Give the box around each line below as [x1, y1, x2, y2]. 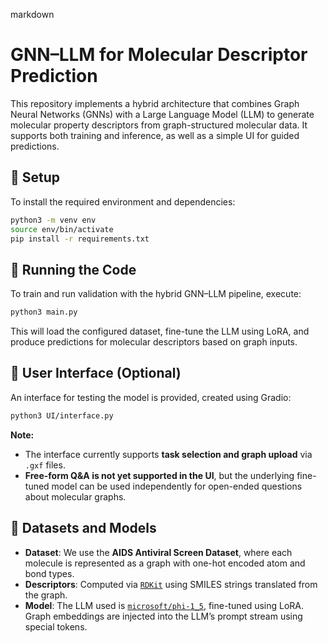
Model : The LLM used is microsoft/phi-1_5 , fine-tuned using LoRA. [24, 599, 305, 611]
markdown [10, 9, 55, 20]
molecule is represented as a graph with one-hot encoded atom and [24, 557, 306, 569]
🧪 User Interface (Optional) [10, 365, 182, 382]
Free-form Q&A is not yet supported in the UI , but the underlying [24, 469, 295, 481]
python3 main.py [10, 307, 78, 318]
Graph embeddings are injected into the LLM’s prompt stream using [24, 610, 303, 622]
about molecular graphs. [24, 490, 127, 503]
